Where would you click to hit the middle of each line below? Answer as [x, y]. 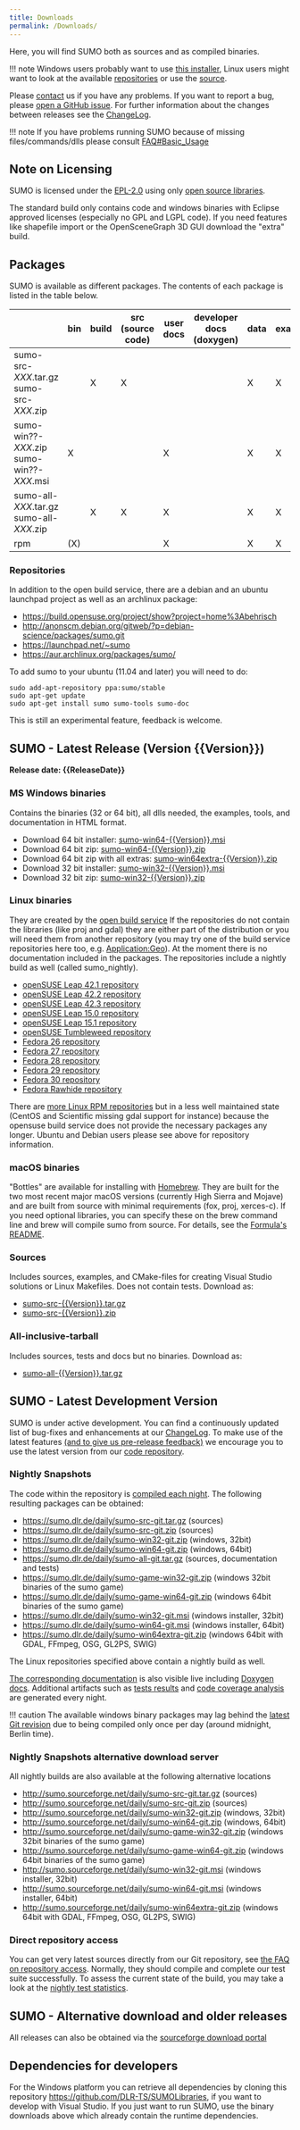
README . [27, 1234]
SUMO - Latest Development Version [114, 1402]
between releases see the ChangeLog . [80, 114]
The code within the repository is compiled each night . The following [135, 1493]
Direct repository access [64, 1941]
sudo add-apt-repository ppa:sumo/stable [87, 689]
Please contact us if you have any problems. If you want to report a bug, [142, 96]
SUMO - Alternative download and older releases [148, 2016]
